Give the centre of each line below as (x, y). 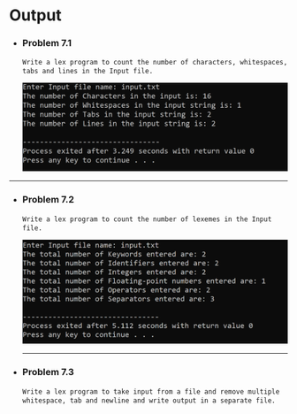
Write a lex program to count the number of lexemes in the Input (147, 219)
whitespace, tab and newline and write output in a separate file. (148, 400)
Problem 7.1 (47, 43)
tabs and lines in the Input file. (88, 72)
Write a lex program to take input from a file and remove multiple (151, 391)
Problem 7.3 (48, 372)
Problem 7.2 (48, 200)
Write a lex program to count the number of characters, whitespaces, (155, 63)
